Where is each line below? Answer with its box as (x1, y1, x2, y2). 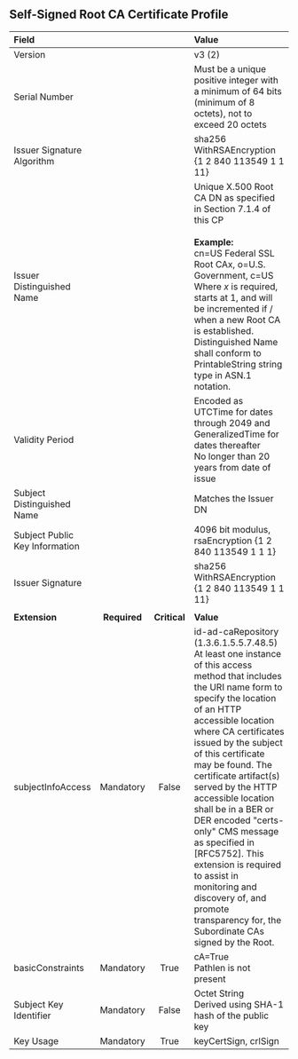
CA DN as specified (193, 191, 275, 203)
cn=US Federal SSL (193, 247, 275, 259)
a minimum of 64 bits (193, 84, 282, 97)
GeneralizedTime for (193, 428, 279, 440)
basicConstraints (13, 961, 84, 974)
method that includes (193, 669, 282, 682)
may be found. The (193, 758, 273, 771)
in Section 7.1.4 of (193, 202, 271, 215)
